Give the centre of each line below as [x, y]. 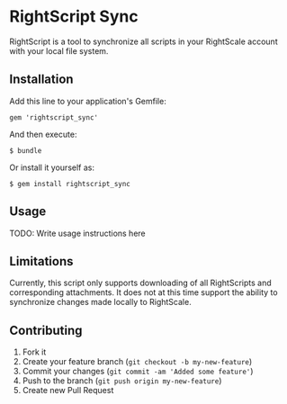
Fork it [34, 352]
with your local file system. [59, 50]
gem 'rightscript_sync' [54, 117]
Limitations [41, 261]
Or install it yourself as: [52, 167]
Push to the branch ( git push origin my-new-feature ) [122, 381]
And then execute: [43, 134]
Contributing [46, 330]
